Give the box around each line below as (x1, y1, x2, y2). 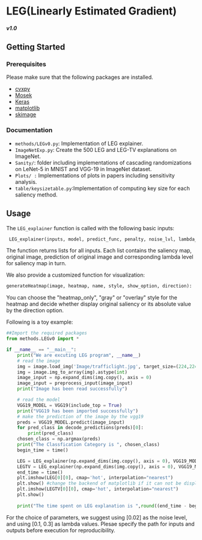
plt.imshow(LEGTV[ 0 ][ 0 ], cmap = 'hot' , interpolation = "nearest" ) (17, 486, 179, 492)
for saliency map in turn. (6, 260, 67, 267)
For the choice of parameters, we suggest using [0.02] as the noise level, (6, 513, 188, 521)
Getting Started (6, 42, 66, 52)
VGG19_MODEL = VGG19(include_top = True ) (17, 402, 122, 408)
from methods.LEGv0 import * (6, 336, 79, 342)
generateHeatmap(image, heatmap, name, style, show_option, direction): (6, 283, 192, 289)
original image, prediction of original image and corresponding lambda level (6, 253, 194, 260)
